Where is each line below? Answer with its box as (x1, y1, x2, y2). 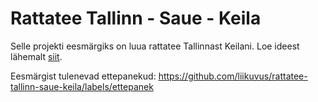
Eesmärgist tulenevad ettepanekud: (10, 70, 157, 82)
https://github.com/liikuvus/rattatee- (158, 70, 308, 82)
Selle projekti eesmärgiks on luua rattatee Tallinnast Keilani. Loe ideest (10, 40, 300, 52)
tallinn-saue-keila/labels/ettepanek (10, 80, 154, 92)
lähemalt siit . (10, 50, 63, 62)
